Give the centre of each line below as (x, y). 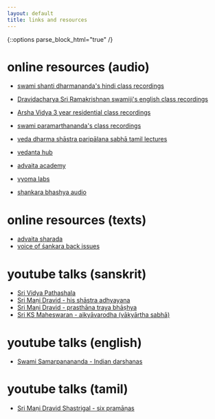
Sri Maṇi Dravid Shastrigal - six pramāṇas (76, 408)
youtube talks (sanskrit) (77, 274)
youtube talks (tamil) (68, 389)
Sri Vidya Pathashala (46, 293)
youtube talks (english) (75, 343)
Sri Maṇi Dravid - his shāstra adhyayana (73, 300)
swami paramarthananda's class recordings (79, 126)
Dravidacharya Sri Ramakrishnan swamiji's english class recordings (112, 99)
